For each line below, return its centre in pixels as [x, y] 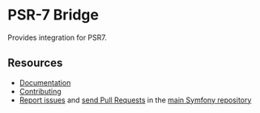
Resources [35, 63]
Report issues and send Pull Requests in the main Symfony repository [135, 100]
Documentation [45, 82]
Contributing [40, 91]
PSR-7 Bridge [53, 15]
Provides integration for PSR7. [57, 37]
